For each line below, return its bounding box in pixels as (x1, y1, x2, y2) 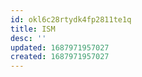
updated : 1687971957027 (10, 42, 110, 53)
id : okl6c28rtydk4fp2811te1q (10, 14, 132, 25)
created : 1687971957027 (10, 52, 110, 62)
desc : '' (10, 33, 47, 43)
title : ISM (10, 24, 56, 34)
